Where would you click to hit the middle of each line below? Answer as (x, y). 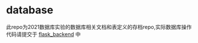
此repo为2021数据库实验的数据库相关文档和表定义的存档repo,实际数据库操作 (99, 27)
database (30, 10)
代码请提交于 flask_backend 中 (43, 34)
